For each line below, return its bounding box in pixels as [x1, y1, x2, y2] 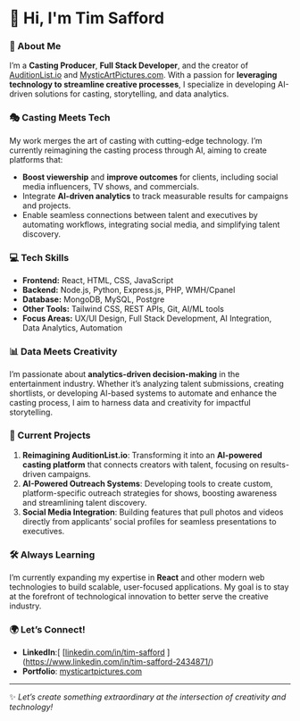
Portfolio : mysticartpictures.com [21, 666, 143, 677]
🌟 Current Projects [9, 429, 91, 441]
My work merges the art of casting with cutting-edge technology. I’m [9, 135, 262, 146]
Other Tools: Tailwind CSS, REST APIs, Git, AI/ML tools [21, 304, 225, 314]
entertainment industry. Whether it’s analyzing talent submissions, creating [9, 379, 284, 390]
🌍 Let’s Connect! [9, 623, 86, 635]
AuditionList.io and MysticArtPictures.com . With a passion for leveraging [9, 70, 278, 80]
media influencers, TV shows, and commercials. [21, 180, 199, 191]
